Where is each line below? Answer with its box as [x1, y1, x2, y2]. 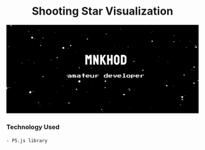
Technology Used [6, 123, 60, 132]
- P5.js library [6, 137, 48, 144]
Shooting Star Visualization [31, 4, 174, 18]
